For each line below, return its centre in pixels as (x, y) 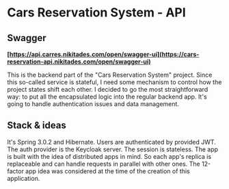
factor (15, 171)
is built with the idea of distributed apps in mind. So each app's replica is (109, 156)
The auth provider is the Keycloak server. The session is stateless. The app (113, 149)
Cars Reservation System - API (96, 13)
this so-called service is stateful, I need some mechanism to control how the (114, 82)
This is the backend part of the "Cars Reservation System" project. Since (110, 75)
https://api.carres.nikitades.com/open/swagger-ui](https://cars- (104, 54)
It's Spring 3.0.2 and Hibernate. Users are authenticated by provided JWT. (112, 142)
